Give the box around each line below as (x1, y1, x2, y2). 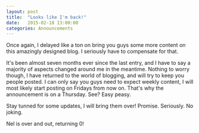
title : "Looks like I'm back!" (6, 14, 86, 20)
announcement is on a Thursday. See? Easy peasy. (6, 91, 131, 98)
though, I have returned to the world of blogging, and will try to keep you (6, 72, 185, 79)
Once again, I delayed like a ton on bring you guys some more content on (6, 42, 186, 49)
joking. (6, 109, 23, 116)
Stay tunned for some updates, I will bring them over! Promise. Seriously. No (6, 102, 194, 110)
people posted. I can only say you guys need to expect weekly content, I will (6, 78, 194, 85)
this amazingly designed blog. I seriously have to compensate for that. (6, 48, 179, 55)
